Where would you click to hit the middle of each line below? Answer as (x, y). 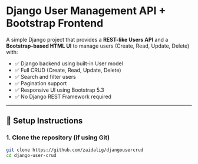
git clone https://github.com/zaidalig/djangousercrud (75, 150)
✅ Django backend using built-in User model (69, 63)
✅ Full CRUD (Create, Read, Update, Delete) (68, 70)
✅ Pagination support (41, 83)
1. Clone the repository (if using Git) (58, 138)
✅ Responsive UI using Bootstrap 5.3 (59, 90)
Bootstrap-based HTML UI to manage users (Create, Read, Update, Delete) (98, 46)
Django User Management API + (86, 11)
